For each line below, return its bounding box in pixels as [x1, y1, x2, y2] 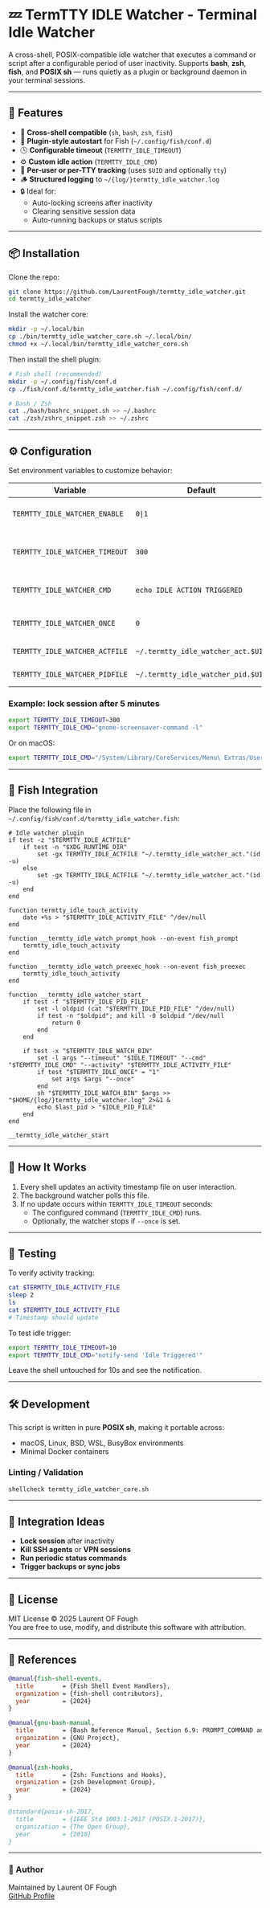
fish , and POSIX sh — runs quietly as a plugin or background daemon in [8, 67, 247, 76]
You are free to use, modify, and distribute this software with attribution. [8, 1623, 247, 1632]
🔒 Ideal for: [19, 186, 56, 196]
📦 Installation [8, 247, 80, 260]
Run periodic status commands [19, 1553, 127, 1563]
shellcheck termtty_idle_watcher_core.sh [8, 1485, 149, 1493]
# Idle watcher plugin [8, 829, 84, 837]
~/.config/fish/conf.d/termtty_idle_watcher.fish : [8, 813, 180, 823]
